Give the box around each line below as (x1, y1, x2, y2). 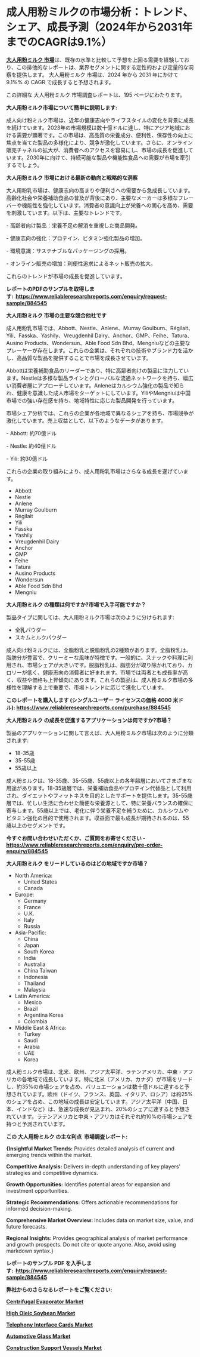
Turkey (23, 1030, 41, 1038)
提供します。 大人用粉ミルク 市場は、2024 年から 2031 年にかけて (16, 71, 179, 78)
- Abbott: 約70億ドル (6, 429, 57, 436)
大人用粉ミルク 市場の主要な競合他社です (6, 312, 107, 319)
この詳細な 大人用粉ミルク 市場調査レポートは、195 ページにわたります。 (6, 91, 186, 99)
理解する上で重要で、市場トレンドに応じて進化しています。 (21, 684, 167, 691)
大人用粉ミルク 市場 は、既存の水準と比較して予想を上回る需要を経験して (6, 56, 185, 63)
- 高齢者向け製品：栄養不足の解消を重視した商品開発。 (6, 221, 141, 229)
